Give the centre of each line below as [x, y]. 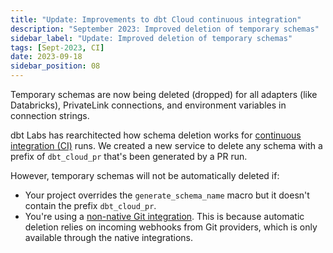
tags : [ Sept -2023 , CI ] [57, 47]
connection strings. [50, 115]
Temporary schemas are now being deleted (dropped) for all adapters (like [164, 94]
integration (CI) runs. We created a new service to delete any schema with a [166, 145]
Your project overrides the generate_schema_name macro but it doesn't [167, 195]
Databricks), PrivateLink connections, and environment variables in [148, 105]
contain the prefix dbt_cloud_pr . [90, 205]
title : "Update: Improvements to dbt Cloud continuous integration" [156, 19]
